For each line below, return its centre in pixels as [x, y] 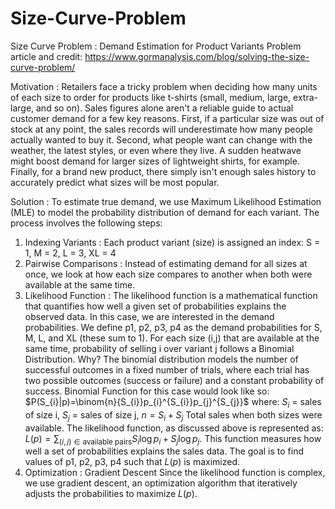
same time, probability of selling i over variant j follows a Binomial [159, 348]
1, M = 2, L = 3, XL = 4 [70, 253]
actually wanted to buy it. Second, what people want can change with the [161, 139]
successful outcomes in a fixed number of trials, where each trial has [167, 369]
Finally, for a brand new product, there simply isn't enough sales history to [163, 171]
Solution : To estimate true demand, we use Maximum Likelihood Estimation [166, 201]
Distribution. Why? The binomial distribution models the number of [161, 359]
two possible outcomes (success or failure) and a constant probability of [174, 380]
